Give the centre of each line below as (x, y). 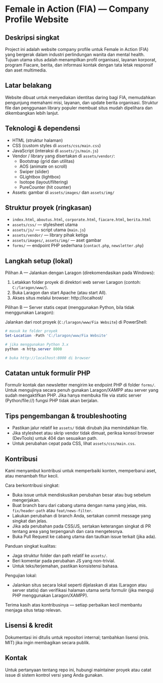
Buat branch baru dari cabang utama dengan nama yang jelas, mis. (80, 506)
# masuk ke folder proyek (31, 331)
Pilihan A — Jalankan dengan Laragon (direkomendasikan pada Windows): (80, 273)
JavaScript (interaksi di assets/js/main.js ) (55, 151)
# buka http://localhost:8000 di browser (48, 358)
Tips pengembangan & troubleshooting (66, 416)
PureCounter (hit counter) (45, 187)
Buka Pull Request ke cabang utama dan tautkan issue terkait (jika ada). (84, 537)
